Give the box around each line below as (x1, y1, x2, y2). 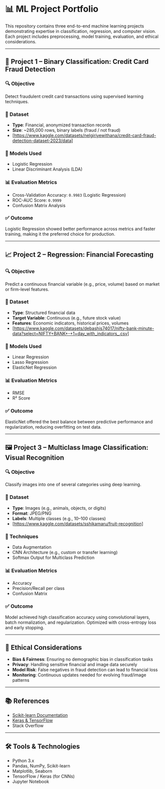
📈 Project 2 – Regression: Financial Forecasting (5, 251, 154, 259)
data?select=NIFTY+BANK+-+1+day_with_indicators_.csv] (12, 330, 129, 336)
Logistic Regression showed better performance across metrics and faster (5, 226, 156, 232)
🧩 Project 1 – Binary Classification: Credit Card (5, 58, 149, 66)
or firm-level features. (5, 286, 50, 292)
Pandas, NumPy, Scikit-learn (12, 763, 70, 769)
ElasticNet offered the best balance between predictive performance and (5, 418, 153, 425)
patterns (12, 677, 29, 683)
